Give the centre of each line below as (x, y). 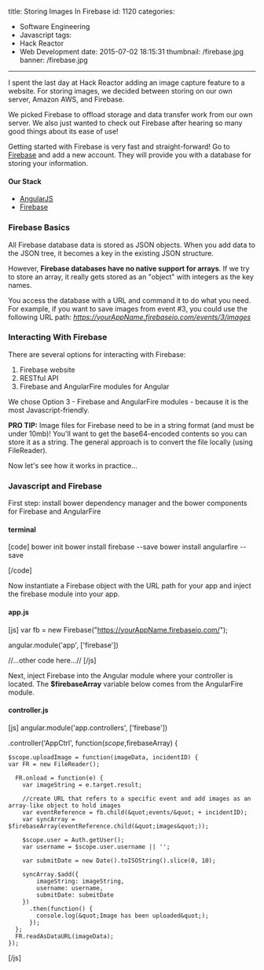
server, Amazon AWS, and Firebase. (66, 99)
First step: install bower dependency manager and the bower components (128, 503)
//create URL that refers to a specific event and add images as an (137, 798)
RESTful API (39, 378)
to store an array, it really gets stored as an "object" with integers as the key (131, 277)
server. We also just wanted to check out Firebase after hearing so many (125, 123)
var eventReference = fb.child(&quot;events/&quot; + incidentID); (135, 812)
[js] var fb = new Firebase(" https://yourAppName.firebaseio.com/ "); (118, 629)
